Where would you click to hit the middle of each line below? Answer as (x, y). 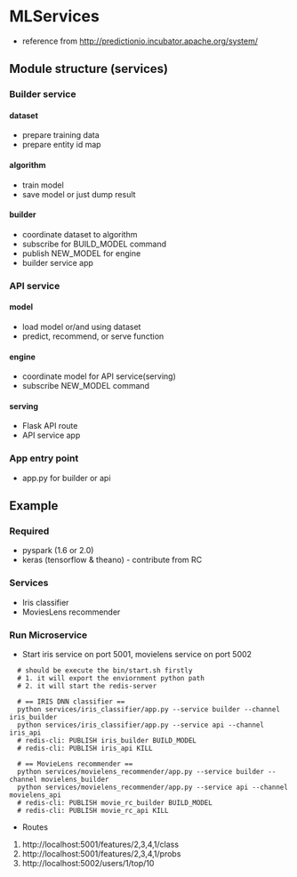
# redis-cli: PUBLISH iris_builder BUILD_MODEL (107, 740)
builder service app (57, 262)
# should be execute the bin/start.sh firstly (105, 670)
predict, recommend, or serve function (93, 336)
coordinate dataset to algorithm (80, 234)
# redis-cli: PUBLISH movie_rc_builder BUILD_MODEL (115, 802)
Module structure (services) (89, 69)
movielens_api (36, 795)
